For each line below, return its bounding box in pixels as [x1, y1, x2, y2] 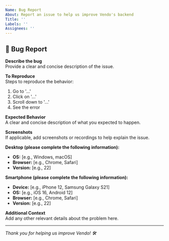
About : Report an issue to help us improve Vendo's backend [5, 12, 134, 17]
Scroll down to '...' [12, 99, 50, 105]
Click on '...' [12, 94, 37, 100]
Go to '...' [12, 88, 31, 94]
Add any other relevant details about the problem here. [5, 215, 119, 221]
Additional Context [5, 210, 46, 216]
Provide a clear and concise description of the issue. [5, 63, 114, 69]
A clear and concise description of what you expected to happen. [5, 119, 141, 125]
